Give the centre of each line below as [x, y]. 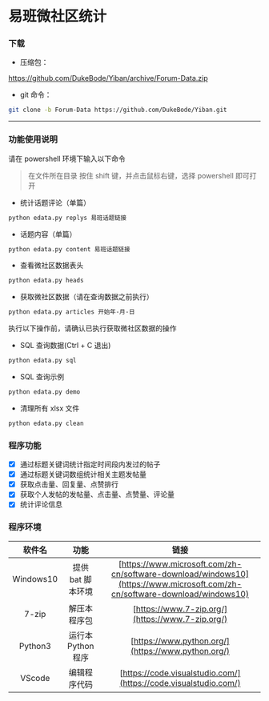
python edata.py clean [46, 423]
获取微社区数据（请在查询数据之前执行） [86, 297]
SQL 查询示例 [42, 377]
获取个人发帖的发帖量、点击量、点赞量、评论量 [97, 495]
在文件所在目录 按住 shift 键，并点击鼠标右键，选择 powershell [130, 175]
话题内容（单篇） [48, 234]
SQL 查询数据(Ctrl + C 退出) [65, 346]
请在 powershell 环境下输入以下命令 [67, 158]
